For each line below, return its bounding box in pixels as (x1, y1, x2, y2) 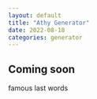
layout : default (8, 11, 62, 20)
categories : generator (8, 33, 83, 42)
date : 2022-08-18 (8, 26, 65, 34)
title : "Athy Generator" (8, 19, 90, 27)
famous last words (8, 83, 69, 93)
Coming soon (8, 62, 76, 75)
